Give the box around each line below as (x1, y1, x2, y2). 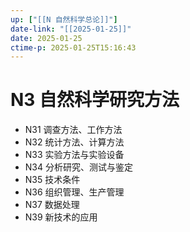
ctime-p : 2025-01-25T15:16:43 (10, 42, 137, 53)
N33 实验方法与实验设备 (24, 149, 125, 161)
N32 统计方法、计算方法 (24, 136, 125, 148)
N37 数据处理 (24, 199, 80, 211)
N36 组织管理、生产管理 (24, 186, 125, 198)
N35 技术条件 (24, 174, 81, 186)
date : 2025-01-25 (10, 33, 83, 43)
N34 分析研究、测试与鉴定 (24, 161, 133, 173)
